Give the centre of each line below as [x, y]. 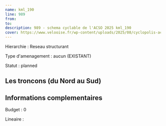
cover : [12, 32]
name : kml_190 [20, 10]
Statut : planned [21, 65]
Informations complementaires [54, 98]
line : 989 [15, 14]
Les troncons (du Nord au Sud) [53, 81]
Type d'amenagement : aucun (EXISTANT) [48, 56]
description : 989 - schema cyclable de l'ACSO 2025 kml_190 [68, 28]
